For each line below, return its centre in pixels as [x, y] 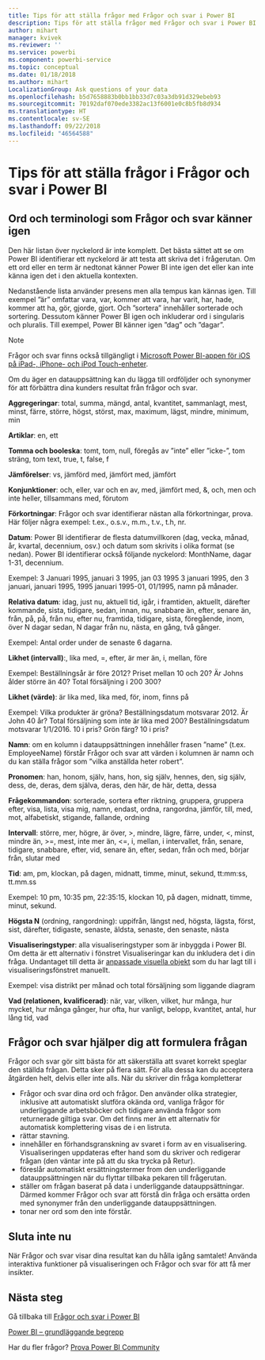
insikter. [21, 1273]
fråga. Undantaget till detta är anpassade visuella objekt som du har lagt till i [132, 961]
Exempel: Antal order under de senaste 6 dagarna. [90, 642]
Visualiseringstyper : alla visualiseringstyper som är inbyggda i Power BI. [127, 944]
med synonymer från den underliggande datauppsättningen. [118, 1203]
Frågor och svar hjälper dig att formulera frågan [128, 1042]
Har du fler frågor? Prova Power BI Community [84, 1347]
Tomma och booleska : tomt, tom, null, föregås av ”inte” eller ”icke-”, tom [127, 450]
